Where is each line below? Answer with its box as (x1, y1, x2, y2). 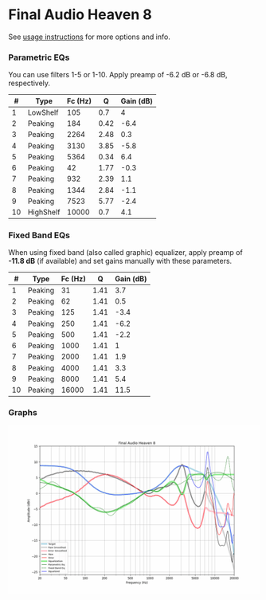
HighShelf (27, 207, 61, 217)
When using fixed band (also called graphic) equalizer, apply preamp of (8, 248, 243, 257)
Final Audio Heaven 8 (8, 6, 153, 24)
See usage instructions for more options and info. (8, 32, 171, 41)
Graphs (8, 407, 37, 418)
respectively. (8, 78, 50, 88)
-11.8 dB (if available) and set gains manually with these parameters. (8, 257, 233, 266)
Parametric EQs (8, 52, 70, 63)
